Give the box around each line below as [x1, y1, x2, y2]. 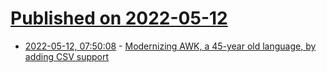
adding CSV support [24, 50, 110, 62]
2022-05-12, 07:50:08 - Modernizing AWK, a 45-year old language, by [24, 40, 317, 52]
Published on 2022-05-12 [10, 7, 228, 30]
